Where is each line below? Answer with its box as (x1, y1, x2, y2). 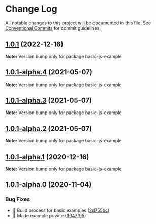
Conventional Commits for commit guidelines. (5, 25, 101, 31)
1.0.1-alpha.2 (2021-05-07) (5, 124, 92, 133)
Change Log (5, 3, 57, 15)
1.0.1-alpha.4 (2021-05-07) (5, 68, 92, 77)
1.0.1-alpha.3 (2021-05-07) (5, 96, 92, 104)
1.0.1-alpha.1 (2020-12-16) (5, 153, 89, 161)
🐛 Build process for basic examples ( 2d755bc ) (12, 207, 110, 213)
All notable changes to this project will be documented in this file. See (5, 20, 151, 26)
